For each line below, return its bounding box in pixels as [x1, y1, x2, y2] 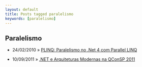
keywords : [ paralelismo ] [5, 16, 56, 21]
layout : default [5, 7, 38, 12]
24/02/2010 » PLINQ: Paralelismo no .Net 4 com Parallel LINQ [12, 47, 138, 53]
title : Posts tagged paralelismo [5, 12, 74, 17]
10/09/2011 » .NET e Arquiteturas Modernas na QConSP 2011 [12, 56, 135, 62]
